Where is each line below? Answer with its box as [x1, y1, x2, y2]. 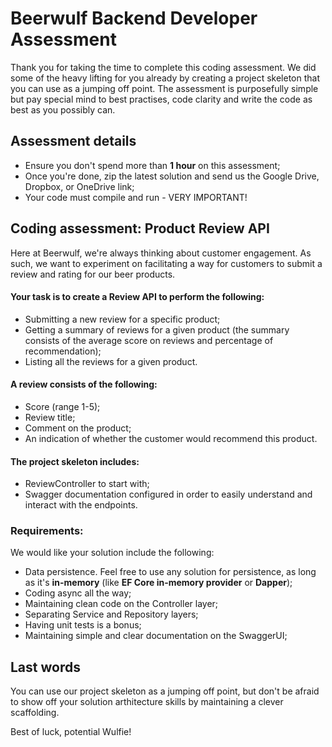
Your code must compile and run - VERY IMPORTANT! [24, 191, 248, 203]
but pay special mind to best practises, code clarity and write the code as [10, 93, 313, 105]
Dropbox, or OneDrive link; [24, 180, 135, 192]
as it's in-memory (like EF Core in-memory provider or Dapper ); [24, 577, 293, 589]
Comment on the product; [24, 422, 132, 434]
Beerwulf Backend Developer [10, 7, 258, 30]
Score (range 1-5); [24, 400, 101, 412]
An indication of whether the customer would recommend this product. [24, 432, 318, 444]
